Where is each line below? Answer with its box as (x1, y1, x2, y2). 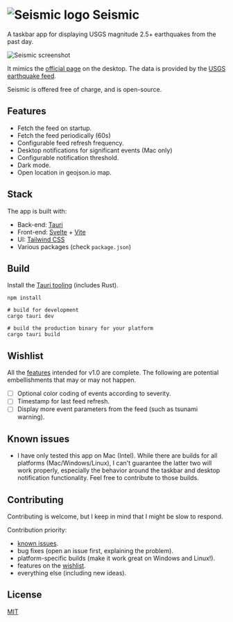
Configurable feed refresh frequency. (17, 138, 124, 147)
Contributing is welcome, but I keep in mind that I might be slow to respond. (7, 512, 223, 520)
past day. (7, 37, 33, 45)
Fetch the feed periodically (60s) (17, 131, 111, 139)
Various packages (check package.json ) (17, 242, 132, 250)
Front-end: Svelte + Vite (17, 228, 86, 236)
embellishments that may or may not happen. (7, 376, 137, 384)
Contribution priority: (7, 526, 67, 534)
